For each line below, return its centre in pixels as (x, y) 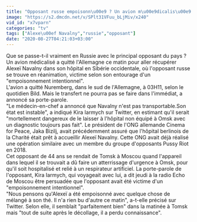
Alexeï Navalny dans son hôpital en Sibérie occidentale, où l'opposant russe (98, 68)
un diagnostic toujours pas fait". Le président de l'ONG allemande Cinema (96, 125)
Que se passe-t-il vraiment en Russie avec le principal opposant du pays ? (96, 56)
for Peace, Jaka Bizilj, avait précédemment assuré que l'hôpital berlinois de (97, 131)
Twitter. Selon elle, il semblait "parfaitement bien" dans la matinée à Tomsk (97, 206)
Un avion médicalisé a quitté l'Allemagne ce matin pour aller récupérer (91, 62)
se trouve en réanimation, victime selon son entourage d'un (78, 75)
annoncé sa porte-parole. (37, 100)
